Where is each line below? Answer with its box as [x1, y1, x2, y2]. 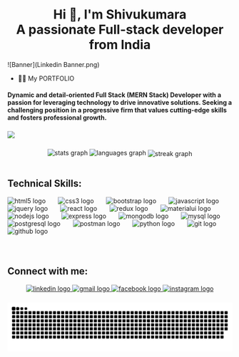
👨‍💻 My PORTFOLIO [17, 74, 75, 83]
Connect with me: [7, 265, 88, 277]
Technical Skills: [7, 177, 82, 190]
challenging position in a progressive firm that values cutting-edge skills [7, 105, 227, 114]
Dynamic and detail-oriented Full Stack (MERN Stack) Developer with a [7, 90, 222, 99]
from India [88, 37, 151, 53]
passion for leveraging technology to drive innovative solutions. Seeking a [7, 98, 233, 106]
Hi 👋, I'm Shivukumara [53, 6, 187, 23]
